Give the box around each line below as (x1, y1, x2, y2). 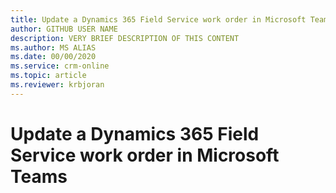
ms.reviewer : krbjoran (10, 80, 105, 90)
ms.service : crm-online (10, 61, 110, 71)
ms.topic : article (10, 71, 87, 81)
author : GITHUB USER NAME (10, 24, 118, 34)
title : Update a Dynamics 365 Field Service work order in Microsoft (10, 14, 307, 25)
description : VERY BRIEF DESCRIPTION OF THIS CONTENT (10, 33, 240, 43)
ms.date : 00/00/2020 (10, 52, 97, 62)
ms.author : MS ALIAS (10, 42, 97, 53)
